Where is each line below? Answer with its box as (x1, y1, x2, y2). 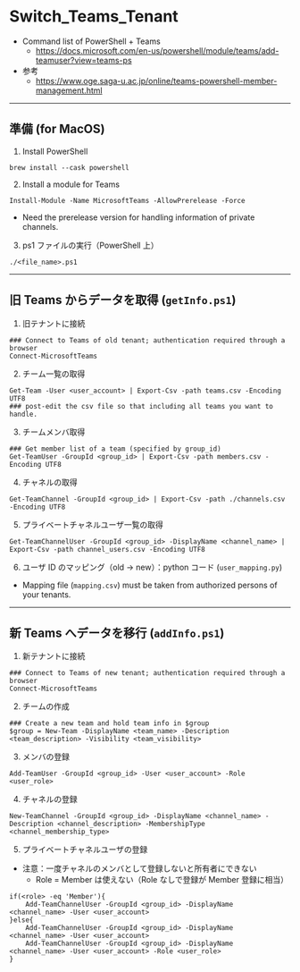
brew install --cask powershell (9, 163, 129, 172)
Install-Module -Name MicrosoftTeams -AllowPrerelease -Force (9, 196, 246, 205)
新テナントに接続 (21, 651, 86, 662)
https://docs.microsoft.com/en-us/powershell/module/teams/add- (35, 45, 279, 55)
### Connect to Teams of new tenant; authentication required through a (9, 669, 286, 678)
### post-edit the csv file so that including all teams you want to (9, 401, 274, 410)
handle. (9, 410, 38, 418)
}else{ (9, 916, 34, 925)
